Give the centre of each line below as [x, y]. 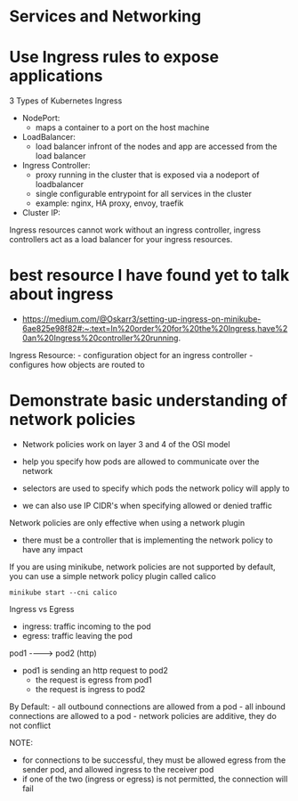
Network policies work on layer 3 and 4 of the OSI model [126, 444]
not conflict [30, 725]
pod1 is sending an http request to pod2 [95, 670]
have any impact [52, 549]
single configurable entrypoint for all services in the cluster [143, 194]
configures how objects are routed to [77, 365]
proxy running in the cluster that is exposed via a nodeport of [147, 175]
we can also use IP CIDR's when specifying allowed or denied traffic [147, 506]
